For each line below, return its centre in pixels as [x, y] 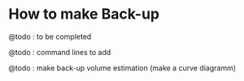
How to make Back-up [84, 14]
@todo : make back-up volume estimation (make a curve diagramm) [122, 68]
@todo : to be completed [50, 36]
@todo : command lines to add [60, 52]
